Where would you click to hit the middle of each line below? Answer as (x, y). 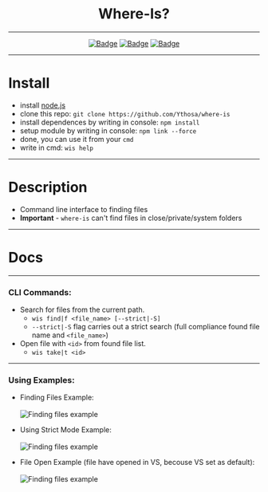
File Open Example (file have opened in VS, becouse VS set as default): (137, 462)
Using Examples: (41, 380)
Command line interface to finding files (84, 209)
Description (48, 187)
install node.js (43, 105)
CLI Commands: (40, 292)
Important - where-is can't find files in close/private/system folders (131, 218)
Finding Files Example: (57, 398)
